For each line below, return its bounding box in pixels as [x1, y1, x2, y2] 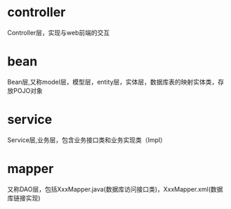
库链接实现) [7, 194, 41, 202]
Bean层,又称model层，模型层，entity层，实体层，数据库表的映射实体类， [7, 77, 218, 86]
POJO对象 [13, 86, 44, 95]
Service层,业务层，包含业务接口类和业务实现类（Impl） [7, 135, 167, 144]
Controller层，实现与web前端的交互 [7, 28, 110, 37]
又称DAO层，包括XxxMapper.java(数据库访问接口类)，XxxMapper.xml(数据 [7, 184, 223, 194]
